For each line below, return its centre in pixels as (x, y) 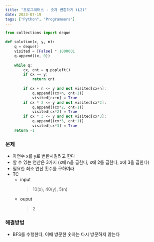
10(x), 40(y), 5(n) (50, 189)
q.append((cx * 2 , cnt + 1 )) (58, 107)
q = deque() (27, 47)
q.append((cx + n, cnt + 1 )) (58, 93)
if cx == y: (36, 75)
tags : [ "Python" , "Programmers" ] (40, 19)
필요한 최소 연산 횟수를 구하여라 (43, 169)
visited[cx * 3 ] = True (55, 126)
